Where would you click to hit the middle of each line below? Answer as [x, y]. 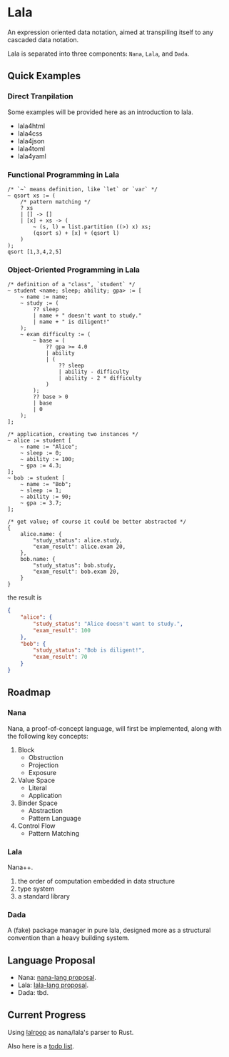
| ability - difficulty [94, 372]
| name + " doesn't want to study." [87, 316]
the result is [25, 597]
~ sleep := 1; [41, 491]
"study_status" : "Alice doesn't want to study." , [108, 624]
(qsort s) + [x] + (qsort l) [76, 233]
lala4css [30, 133]
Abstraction [45, 810]
